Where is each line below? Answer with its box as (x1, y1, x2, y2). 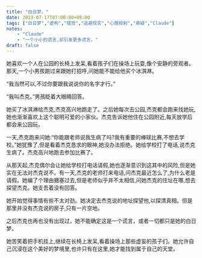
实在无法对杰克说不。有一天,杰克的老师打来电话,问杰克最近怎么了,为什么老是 (6, 169, 196, 176)
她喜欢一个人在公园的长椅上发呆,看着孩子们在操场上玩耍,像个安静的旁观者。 (6, 60, 195, 67)
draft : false (6, 43, 39, 49)
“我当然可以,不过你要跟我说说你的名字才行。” (6, 80, 116, 87)
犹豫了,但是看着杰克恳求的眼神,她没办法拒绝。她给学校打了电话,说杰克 (22, 141, 196, 148)
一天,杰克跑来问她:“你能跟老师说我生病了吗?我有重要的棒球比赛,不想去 (6, 133, 180, 140)
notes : (6, 25, 23, 32)
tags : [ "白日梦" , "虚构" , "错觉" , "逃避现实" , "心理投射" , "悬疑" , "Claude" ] (6, 20, 175, 26)
